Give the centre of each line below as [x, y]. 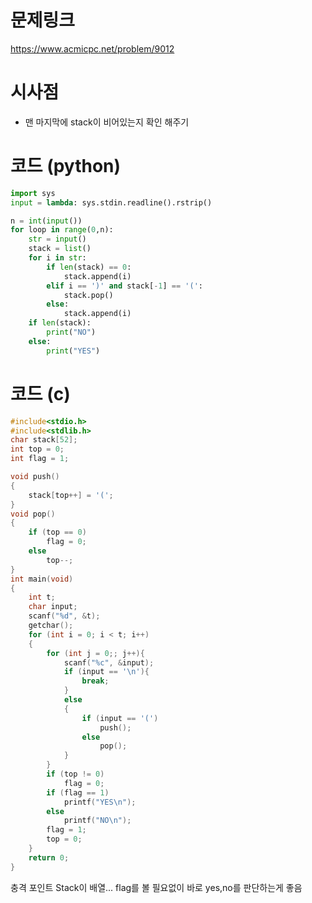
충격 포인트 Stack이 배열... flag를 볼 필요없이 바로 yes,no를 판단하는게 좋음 [156, 887]
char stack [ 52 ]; [44, 440]
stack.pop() [88, 295]
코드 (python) [66, 166]
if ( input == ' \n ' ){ [106, 672]
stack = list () [60, 249]
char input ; [53, 607]
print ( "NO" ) [71, 332]
